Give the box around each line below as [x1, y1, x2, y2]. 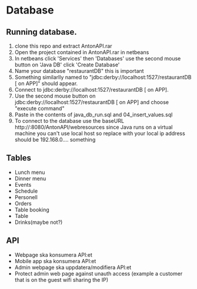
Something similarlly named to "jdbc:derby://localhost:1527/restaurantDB [14, 74, 192, 80]
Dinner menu [14, 174, 46, 182]
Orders [14, 200, 32, 207]
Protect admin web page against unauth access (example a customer [14, 270, 183, 277]
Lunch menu [14, 169, 45, 176]
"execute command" [14, 105, 65, 112]
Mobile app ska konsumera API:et [14, 257, 96, 264]
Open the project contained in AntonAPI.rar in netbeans [14, 49, 149, 56]
